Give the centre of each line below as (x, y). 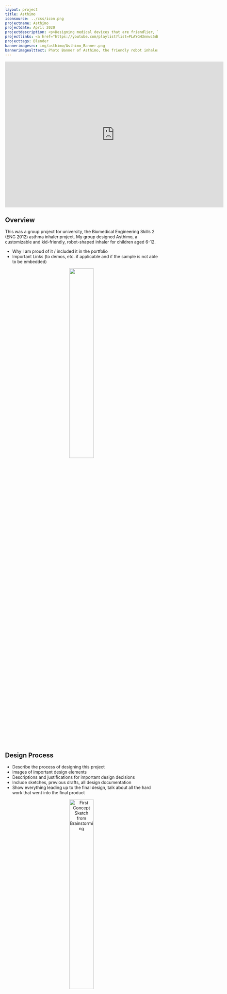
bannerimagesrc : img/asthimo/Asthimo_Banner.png (55, 46)
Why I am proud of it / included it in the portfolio (60, 251)
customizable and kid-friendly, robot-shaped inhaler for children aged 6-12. (81, 242)
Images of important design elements (49, 772)
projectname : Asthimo (27, 23)
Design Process (29, 755)
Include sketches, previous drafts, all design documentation (72, 783)
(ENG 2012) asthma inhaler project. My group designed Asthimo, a (71, 237)
